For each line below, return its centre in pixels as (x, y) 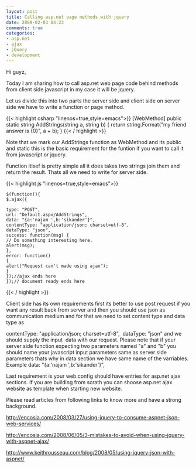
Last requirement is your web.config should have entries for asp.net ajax (93, 376)
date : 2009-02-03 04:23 (35, 22)
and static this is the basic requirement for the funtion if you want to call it (95, 148)
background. (21, 406)
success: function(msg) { (37, 235)
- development (23, 55)
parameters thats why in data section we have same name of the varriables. (97, 358)
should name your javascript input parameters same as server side (86, 352)
